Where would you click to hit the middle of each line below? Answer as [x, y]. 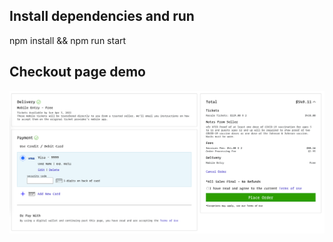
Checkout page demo [77, 72]
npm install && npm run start [68, 40]
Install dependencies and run [102, 16]
